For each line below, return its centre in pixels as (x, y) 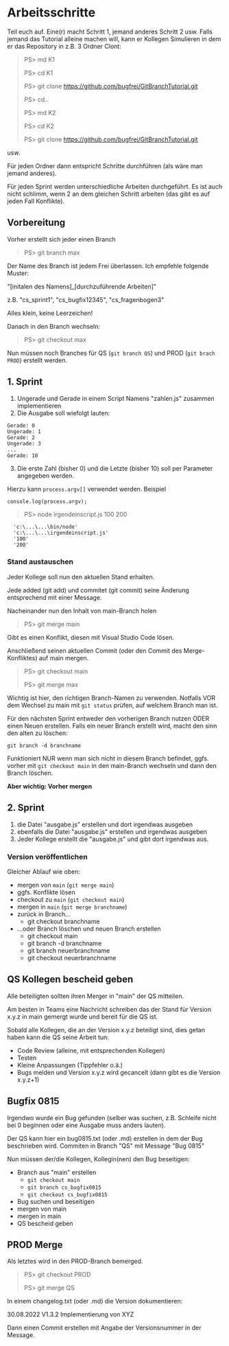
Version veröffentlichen (47, 857)
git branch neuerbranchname (69, 950)
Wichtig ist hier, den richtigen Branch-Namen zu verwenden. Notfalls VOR (111, 697)
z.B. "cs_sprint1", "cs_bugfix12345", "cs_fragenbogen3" (86, 299)
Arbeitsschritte (51, 13)
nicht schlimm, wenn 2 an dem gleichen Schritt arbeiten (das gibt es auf (109, 194)
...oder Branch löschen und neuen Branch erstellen (89, 929)
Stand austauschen (40, 562)
